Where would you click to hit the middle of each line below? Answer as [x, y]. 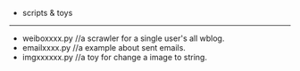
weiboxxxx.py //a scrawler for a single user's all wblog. [123, 38]
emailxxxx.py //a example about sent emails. [104, 47]
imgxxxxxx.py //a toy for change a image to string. [115, 57]
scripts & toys [47, 13]
